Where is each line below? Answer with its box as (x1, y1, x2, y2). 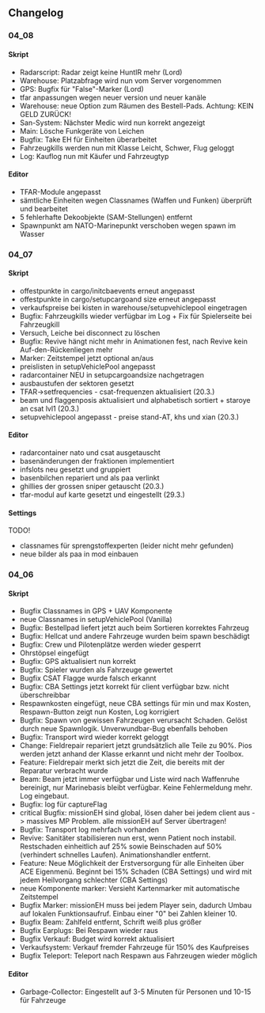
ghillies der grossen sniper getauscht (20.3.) (19, 482, 165, 491)
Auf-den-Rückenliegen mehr (19, 344, 113, 355)
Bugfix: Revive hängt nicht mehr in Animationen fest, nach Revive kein (19, 336, 248, 346)
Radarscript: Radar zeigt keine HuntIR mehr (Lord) (19, 67, 183, 77)
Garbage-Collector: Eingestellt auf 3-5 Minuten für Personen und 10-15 (19, 987, 252, 996)
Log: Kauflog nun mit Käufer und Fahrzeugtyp (19, 151, 169, 161)
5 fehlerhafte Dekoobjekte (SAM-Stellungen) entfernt (19, 212, 193, 222)
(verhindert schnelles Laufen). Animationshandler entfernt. (19, 850, 211, 859)
